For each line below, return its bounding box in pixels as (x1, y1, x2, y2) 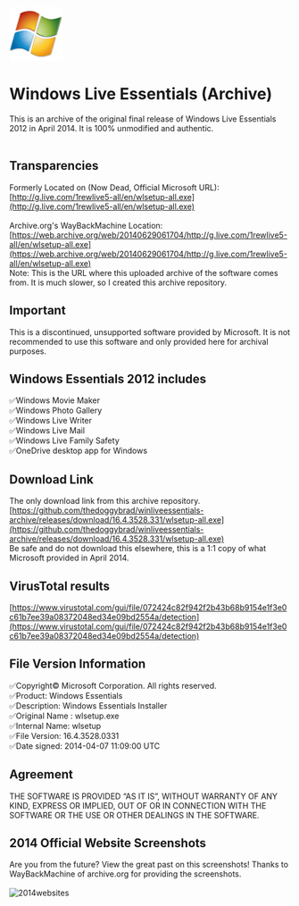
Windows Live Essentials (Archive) (9, 84, 272, 105)
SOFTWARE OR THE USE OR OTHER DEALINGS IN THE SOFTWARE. (9, 810, 260, 820)
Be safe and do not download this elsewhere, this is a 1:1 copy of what (9, 543, 266, 554)
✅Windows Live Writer (9, 415, 92, 426)
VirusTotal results (9, 578, 110, 593)
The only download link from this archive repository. (9, 496, 201, 507)
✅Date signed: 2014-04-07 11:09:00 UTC (9, 740, 161, 751)
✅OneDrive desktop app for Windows (9, 445, 148, 457)
